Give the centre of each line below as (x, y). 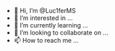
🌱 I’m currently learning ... (51, 25)
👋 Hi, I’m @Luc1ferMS (45, 11)
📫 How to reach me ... (46, 40)
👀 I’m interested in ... (43, 18)
